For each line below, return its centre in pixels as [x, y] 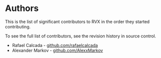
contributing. [18, 26]
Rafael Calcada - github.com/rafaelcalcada [55, 45]
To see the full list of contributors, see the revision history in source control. [80, 36]
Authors [22, 8]
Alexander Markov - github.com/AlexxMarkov [57, 50]
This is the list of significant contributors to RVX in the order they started [77, 22]
